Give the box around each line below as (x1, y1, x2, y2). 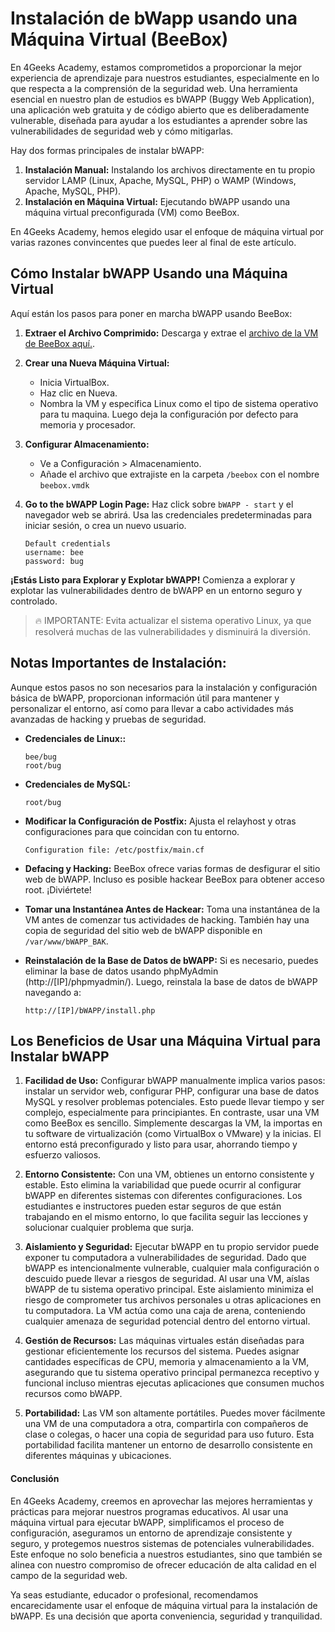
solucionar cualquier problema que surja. (24, 1222, 195, 1234)
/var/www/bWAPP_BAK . (24, 935, 109, 947)
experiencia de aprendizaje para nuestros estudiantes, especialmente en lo (10, 72, 320, 84)
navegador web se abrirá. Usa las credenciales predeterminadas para (24, 508, 313, 521)
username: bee (24, 547, 84, 557)
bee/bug (24, 752, 57, 762)
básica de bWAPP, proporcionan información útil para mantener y (10, 692, 280, 704)
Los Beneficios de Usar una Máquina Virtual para (10, 1032, 322, 1049)
